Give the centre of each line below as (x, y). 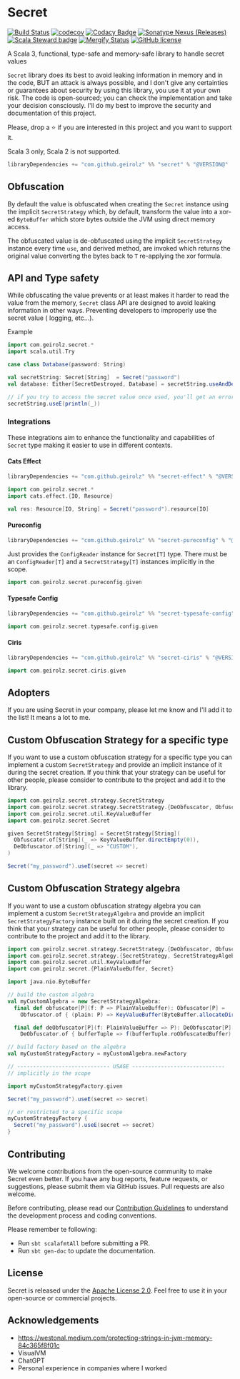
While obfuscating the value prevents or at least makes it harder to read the (119, 295)
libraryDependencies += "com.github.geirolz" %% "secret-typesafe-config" (121, 613)
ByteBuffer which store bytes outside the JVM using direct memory (116, 219)
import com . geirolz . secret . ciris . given (67, 671)
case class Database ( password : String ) (67, 365)
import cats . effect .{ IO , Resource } (60, 496)
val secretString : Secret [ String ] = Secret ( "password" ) (94, 378)
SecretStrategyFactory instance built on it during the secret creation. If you (118, 921)
